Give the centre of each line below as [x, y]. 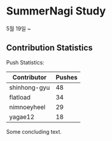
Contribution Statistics [49, 48]
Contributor [29, 77]
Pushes [67, 77]
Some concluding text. [34, 131]
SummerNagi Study [56, 11]
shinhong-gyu [30, 87]
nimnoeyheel [28, 107]
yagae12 [22, 117]
